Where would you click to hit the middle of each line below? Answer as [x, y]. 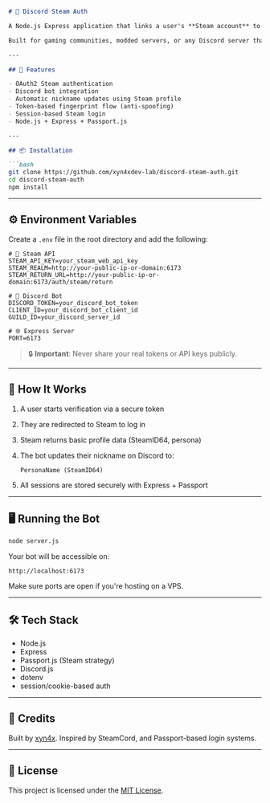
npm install [28, 187]
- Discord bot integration [53, 92]
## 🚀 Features [32, 69]
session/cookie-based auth [65, 686]
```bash [21, 165]
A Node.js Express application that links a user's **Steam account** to [135, 26]
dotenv [32, 677]
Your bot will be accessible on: [59, 556]
